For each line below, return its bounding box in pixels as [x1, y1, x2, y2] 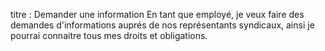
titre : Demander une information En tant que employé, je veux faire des [10, 9, 305, 20]
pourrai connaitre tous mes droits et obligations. [10, 30, 208, 41]
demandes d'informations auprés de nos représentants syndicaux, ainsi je [10, 19, 315, 31]
